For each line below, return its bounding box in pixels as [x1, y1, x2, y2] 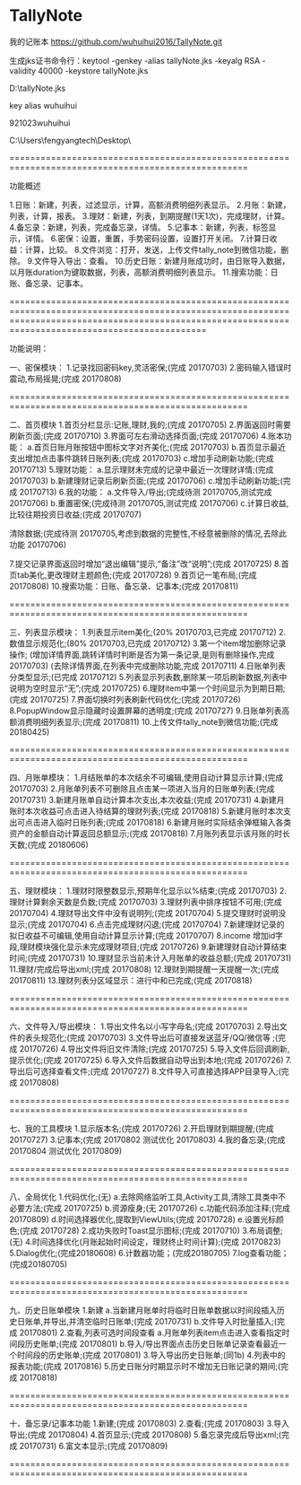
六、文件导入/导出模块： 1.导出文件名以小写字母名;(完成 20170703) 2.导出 [9, 1020, 280, 1032]
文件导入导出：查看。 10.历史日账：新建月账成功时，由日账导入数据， [34, 255, 290, 266]
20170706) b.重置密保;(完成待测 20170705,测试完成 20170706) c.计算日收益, [9, 497, 289, 508]
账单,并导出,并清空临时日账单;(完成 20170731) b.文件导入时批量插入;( [24, 1315, 278, 1326]
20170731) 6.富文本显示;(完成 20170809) [19, 1440, 168, 1451]
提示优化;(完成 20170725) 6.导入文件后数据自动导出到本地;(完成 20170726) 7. [9, 1054, 292, 1065]
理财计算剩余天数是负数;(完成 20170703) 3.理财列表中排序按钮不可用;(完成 [9, 896, 282, 907]
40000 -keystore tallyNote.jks [38, 65, 149, 76]
